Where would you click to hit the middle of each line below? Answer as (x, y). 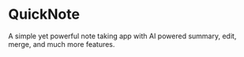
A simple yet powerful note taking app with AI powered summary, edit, (122, 36)
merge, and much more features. (62, 44)
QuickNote (44, 14)
